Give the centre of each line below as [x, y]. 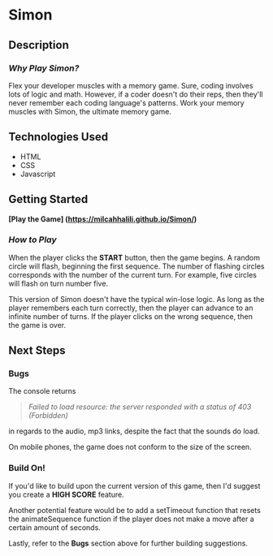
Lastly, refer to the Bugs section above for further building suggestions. [128, 543]
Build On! [27, 468]
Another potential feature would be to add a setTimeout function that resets [135, 510]
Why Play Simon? [44, 68]
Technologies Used [58, 137]
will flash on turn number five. [58, 283]
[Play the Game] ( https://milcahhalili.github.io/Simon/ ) [103, 219]
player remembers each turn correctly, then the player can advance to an [131, 308]
